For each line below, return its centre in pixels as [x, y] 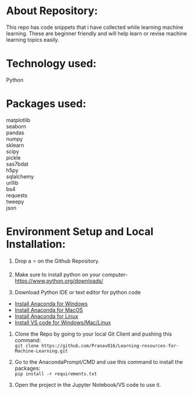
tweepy [15, 201]
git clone [27, 346]
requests [17, 195]
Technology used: [51, 64]
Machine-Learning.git [41, 351]
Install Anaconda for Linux [46, 316]
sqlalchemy [20, 176]
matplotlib [18, 120]
